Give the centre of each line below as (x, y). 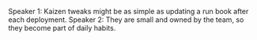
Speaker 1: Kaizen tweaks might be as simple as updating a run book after (128, 11)
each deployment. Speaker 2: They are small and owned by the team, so (126, 20)
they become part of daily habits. (62, 28)
